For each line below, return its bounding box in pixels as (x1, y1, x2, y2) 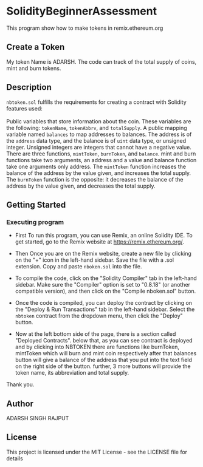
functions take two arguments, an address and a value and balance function (6, 156, 197, 163)
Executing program (6, 217, 64, 226)
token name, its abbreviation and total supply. (15, 369, 129, 377)
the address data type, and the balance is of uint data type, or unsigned (6, 137, 187, 144)
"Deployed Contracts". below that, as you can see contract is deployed (15, 337, 193, 344)
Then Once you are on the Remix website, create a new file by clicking (15, 250, 191, 257)
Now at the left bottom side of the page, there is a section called (15, 330, 176, 338)
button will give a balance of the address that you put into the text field (15, 356, 193, 364)
